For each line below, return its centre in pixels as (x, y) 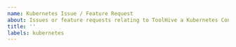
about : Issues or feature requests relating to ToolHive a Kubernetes (113, 20)
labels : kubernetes (36, 33)
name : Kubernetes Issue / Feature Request (70, 13)
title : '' (22, 26)
